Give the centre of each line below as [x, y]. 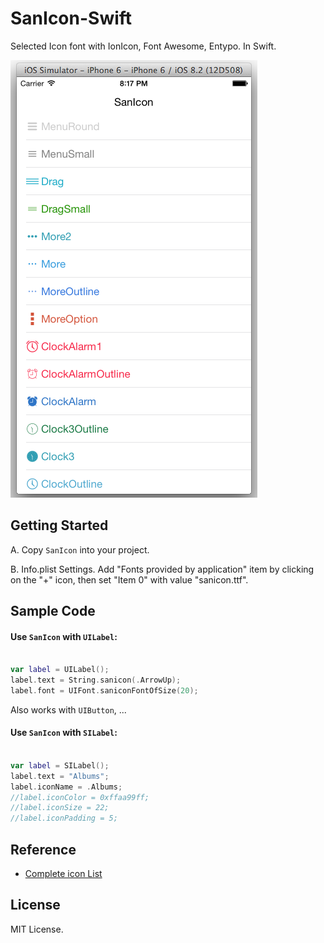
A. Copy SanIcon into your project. [80, 549]
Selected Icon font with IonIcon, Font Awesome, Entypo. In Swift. [143, 46]
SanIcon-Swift [71, 18]
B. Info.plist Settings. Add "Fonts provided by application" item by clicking [162, 569]
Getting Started [59, 525]
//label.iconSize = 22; [60, 808]
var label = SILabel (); [60, 765]
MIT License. [37, 929]
